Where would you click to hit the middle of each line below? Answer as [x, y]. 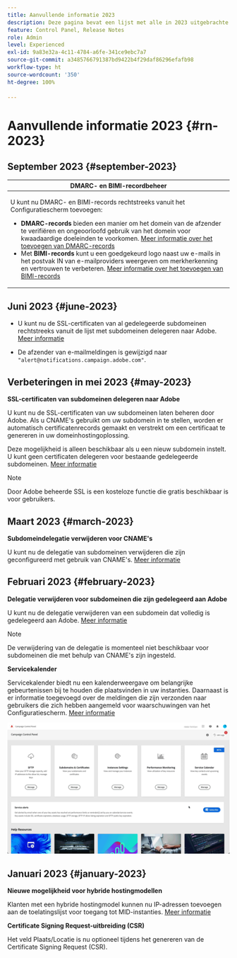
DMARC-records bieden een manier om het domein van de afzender [121, 224]
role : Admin [25, 38]
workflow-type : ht [34, 67]
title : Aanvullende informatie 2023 [61, 15]
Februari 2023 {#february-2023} [81, 582]
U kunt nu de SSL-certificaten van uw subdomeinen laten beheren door [111, 413]
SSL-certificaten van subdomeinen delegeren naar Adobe [94, 399]
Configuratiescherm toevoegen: [56, 210]
